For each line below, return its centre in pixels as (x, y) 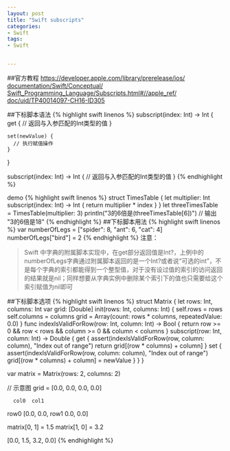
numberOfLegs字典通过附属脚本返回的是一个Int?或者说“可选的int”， (119, 261)
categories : (24, 26)
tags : (15, 39)
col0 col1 (29, 401)
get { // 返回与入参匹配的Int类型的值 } (59, 123)
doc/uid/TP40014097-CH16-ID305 (56, 100)
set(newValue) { (30, 136)
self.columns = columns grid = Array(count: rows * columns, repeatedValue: (115, 316)
